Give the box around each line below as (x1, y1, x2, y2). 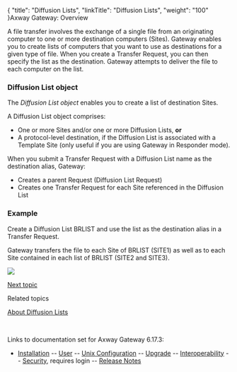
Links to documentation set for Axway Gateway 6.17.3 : (7, 335, 164, 344)
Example (7, 209, 38, 219)
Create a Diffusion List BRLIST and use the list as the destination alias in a (7, 224, 221, 233)
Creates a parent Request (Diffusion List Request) (17, 176, 163, 185)
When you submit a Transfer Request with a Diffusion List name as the (7, 155, 212, 163)
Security (22, 356, 47, 365)
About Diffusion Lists (7, 308, 69, 316)
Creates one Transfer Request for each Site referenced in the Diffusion (17, 183, 224, 192)
